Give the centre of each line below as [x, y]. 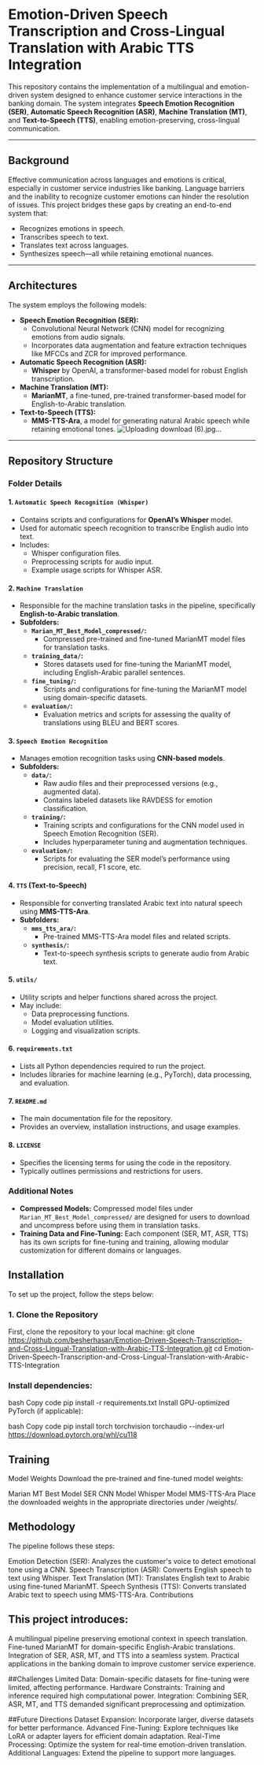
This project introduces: [68, 1620]
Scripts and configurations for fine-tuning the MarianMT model [145, 689]
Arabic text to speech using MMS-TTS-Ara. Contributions [101, 1595]
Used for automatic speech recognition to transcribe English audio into [134, 528]
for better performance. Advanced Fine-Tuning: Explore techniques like [123, 1727]
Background [38, 160]
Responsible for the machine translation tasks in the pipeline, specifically [137, 605]
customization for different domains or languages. [101, 1250]
